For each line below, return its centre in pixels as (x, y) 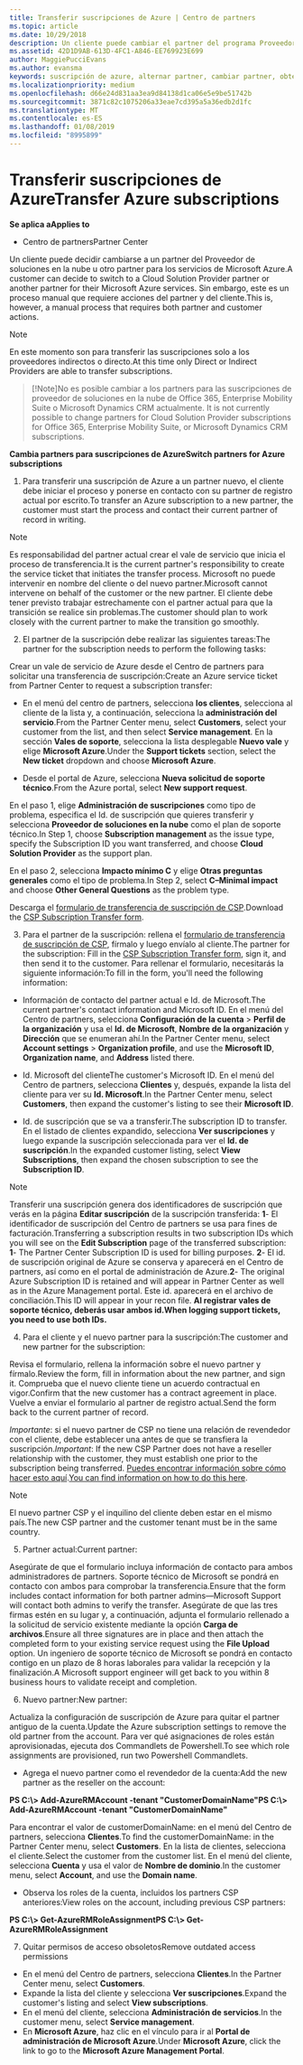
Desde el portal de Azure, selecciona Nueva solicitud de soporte (144, 778)
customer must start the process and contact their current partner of (150, 509)
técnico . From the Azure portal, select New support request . (135, 788)
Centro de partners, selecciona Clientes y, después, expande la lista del (156, 1084)
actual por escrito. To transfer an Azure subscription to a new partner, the (158, 500)
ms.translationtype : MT (54, 110)
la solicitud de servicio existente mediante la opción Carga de (124, 1624)
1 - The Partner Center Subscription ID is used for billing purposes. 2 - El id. (147, 1252)
